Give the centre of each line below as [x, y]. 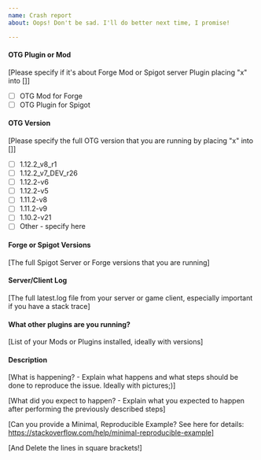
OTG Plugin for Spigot [55, 105]
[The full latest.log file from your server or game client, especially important [130, 298]
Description [28, 359]
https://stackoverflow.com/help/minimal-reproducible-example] [111, 432]
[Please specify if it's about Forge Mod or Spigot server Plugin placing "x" [128, 72]
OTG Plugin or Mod [40, 55]
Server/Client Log [38, 281]
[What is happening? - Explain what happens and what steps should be [123, 377]
